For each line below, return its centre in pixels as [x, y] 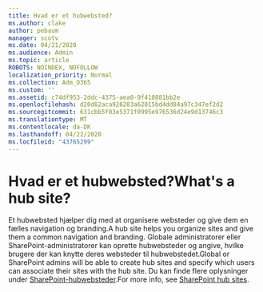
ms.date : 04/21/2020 [43, 45]
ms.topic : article [39, 61]
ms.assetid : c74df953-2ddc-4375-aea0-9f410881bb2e [94, 97]
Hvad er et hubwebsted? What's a [122, 181]
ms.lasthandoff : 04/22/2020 [55, 134]
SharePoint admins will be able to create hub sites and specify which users [131, 262]
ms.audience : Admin [41, 53]
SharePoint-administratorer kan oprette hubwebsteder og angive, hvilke [126, 246]
